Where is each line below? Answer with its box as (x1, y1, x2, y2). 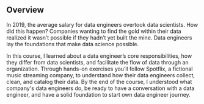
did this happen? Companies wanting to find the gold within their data (6, 27, 181, 35)
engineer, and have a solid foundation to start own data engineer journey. (6, 91, 191, 98)
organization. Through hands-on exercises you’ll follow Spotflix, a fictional (6, 65, 193, 72)
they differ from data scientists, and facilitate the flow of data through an (6, 58, 189, 66)
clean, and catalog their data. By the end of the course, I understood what (6, 78, 192, 85)
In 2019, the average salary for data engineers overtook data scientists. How (6, 21, 199, 28)
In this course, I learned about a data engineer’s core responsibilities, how (6, 52, 192, 60)
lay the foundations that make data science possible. (6, 40, 139, 47)
